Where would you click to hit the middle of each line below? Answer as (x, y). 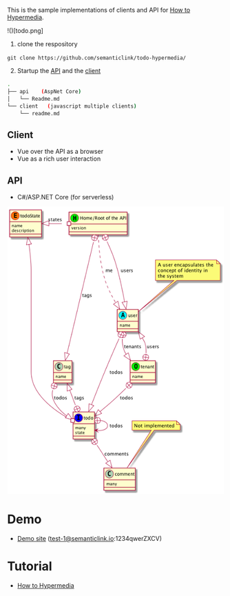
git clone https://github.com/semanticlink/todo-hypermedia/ (97, 58)
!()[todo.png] (25, 31)
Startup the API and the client (59, 71)
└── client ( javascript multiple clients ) (72, 106)
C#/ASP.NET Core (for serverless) (65, 197)
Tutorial (30, 567)
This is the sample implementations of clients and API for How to (99, 10)
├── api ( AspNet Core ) (44, 91)
